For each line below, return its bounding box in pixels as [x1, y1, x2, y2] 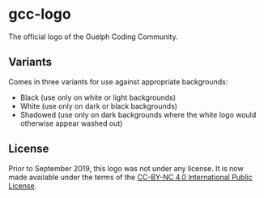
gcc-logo [8, 5, 71, 24]
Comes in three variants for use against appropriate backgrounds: [8, 76, 228, 86]
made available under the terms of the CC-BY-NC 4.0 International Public [8, 172, 253, 182]
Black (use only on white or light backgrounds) [19, 93, 177, 102]
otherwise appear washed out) [19, 118, 123, 128]
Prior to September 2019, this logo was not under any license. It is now [8, 163, 245, 173]
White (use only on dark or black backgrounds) [19, 101, 178, 110]
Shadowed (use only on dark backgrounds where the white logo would [19, 110, 257, 119]
